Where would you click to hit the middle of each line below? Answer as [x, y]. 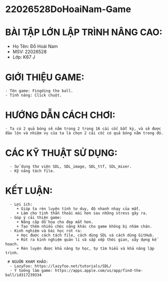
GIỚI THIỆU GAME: [45, 77]
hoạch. [12, 244]
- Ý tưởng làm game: [31, 270]
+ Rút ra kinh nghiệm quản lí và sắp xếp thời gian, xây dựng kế [87, 240]
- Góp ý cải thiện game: [36, 217]
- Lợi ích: [21, 204]
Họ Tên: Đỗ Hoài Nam [35, 46]
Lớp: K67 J [24, 57]
